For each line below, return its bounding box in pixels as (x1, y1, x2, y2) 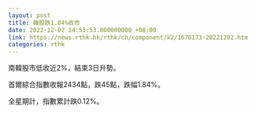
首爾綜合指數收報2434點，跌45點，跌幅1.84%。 (8, 80, 165, 89)
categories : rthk (8, 41, 65, 49)
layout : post (8, 11, 51, 20)
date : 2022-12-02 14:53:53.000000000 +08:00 (8, 26, 157, 34)
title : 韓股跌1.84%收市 (8, 19, 80, 27)
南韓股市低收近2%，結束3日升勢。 (8, 64, 121, 73)
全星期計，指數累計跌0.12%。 (8, 97, 104, 106)
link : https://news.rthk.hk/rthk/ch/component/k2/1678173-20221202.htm (8, 33, 248, 42)
